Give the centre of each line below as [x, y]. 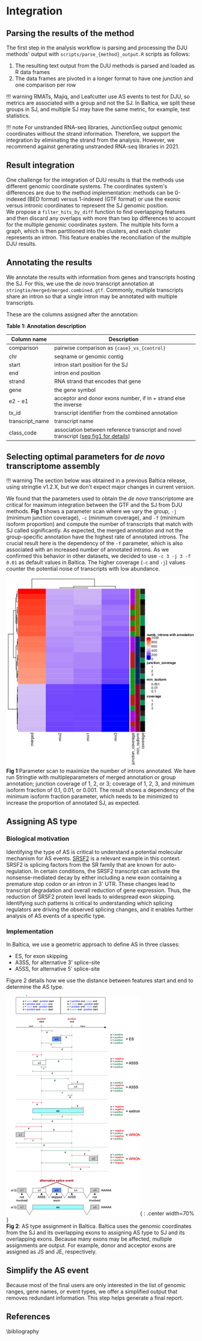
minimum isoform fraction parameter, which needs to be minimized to [92, 796]
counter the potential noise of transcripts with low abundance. [83, 569]
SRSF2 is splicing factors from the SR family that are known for [84, 864]
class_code [23, 433]
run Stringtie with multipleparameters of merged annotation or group [91, 777]
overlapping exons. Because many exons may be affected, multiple [89, 1239]
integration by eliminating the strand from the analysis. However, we [90, 140]
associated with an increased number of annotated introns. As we [88, 549]
